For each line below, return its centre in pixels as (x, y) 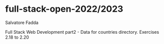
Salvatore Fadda (22, 22)
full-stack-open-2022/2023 (64, 9)
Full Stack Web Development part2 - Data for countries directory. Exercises (82, 32)
